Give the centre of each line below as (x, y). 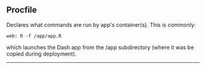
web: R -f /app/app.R (34, 36)
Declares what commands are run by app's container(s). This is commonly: (101, 24)
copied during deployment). (41, 54)
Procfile (22, 10)
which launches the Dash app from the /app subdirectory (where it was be (100, 47)
